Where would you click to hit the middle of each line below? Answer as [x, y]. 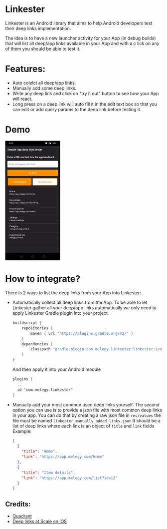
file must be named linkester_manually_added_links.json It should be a [86, 420]
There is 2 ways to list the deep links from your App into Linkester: [73, 293]
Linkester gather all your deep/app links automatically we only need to [84, 308]
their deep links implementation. [38, 28]
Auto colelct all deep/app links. [44, 83]
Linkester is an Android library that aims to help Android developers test [79, 23]
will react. [22, 99]
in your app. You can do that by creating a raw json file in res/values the [86, 415]
